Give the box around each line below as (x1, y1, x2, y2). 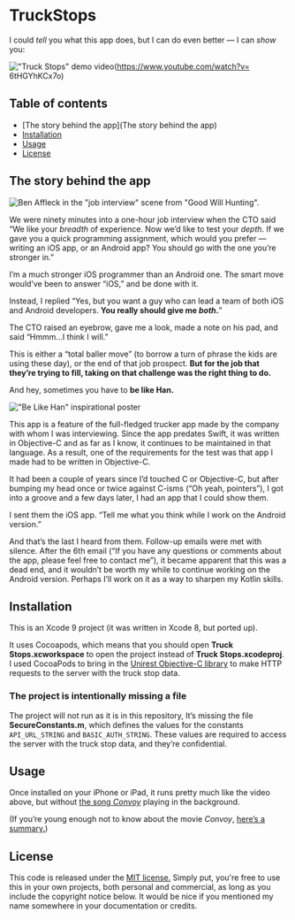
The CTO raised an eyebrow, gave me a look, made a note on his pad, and (9, 322, 278, 333)
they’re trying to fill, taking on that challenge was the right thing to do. (9, 367, 272, 378)
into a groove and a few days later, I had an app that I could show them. (9, 492, 269, 502)
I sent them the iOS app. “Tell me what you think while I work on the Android (9, 510, 286, 520)
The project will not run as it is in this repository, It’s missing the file (9, 709, 253, 721)
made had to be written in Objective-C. (9, 456, 151, 467)
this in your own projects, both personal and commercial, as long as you (9, 882, 271, 893)
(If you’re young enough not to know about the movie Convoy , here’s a (9, 814, 266, 824)
